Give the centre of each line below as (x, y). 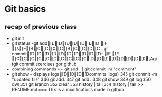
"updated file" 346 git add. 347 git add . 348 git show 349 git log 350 (81, 79)
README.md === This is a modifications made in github (68, 90)
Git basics (25, 9)
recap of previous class (41, 27)
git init (18, 38)
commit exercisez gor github (48, 64)
